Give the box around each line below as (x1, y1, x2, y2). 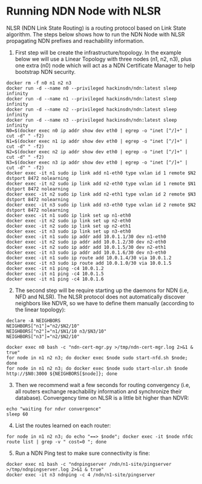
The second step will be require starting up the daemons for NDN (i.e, (15, 287, 189, 294)
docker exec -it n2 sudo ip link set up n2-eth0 (6, 217, 131, 224)
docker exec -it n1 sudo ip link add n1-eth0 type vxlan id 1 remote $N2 (6, 170, 197, 176)
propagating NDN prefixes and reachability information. (6, 37, 145, 44)
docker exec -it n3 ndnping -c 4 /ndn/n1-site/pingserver (6, 471, 155, 478)
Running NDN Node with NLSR (6, 4, 161, 18)
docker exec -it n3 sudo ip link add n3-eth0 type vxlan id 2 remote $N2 (6, 202, 197, 208)
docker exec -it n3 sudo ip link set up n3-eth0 (6, 228, 131, 234)
